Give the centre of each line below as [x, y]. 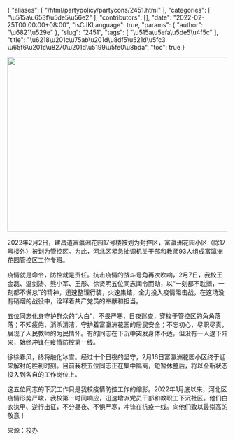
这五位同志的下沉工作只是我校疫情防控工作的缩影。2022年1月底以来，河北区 [117, 389]
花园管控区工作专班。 [38, 260]
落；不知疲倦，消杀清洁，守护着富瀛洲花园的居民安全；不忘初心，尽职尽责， [117, 325]
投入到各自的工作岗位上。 [44, 374]
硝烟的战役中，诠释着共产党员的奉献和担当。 [77, 301]
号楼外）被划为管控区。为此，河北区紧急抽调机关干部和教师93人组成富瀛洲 [115, 251]
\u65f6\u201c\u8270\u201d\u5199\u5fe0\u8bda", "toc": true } [96, 47]
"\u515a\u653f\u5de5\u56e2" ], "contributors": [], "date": [90, 17]
